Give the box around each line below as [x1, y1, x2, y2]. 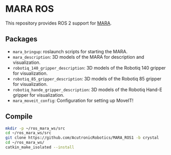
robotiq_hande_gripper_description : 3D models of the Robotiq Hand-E [12, 86, 162, 93]
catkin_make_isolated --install [5, 145, 74, 150]
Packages [5, 35, 37, 43]
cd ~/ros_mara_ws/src [5, 130, 52, 136]
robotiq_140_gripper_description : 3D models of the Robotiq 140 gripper [12, 64, 166, 71]
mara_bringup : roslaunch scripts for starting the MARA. [12, 48, 128, 54]
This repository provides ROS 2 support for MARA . [5, 20, 112, 26]
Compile [5, 112, 33, 121]
